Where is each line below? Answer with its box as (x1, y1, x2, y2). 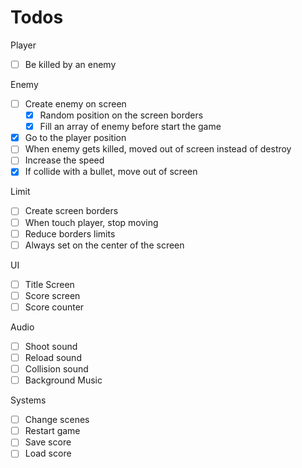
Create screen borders (24, 205, 119, 217)
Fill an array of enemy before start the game (39, 121, 222, 133)
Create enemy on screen (24, 98, 127, 110)
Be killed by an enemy (24, 58, 117, 70)
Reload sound (24, 351, 82, 363)
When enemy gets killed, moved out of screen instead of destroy (24, 143, 292, 155)
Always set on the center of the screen (24, 239, 185, 251)
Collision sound (24, 363, 89, 375)
